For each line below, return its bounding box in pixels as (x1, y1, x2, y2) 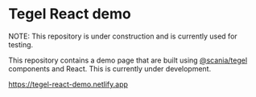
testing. (8, 39, 34, 49)
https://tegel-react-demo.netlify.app (8, 79, 129, 89)
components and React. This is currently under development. (8, 63, 212, 73)
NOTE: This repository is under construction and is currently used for (8, 31, 237, 41)
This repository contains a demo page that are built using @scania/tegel (8, 55, 248, 65)
